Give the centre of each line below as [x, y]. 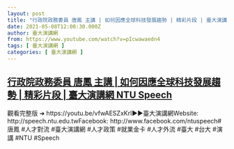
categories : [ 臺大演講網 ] [45, 53]
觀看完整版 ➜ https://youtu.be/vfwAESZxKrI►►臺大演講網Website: [103, 113]
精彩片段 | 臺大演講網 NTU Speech [98, 95]
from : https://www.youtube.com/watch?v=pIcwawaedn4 [84, 40]
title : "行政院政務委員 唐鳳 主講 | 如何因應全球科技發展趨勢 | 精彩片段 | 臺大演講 [117, 20]
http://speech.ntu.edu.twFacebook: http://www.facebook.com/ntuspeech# [114, 121]
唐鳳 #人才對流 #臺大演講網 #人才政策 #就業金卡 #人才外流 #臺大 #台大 [109, 129]
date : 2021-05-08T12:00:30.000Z [54, 26]
